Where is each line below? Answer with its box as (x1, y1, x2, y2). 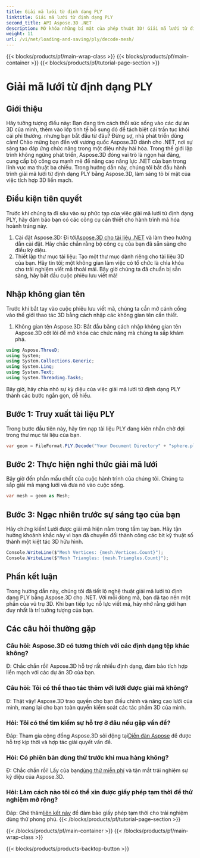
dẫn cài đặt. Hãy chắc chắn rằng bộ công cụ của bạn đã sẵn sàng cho (14, 240, 187, 247)
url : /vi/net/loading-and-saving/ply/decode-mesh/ (6, 36, 135, 42)
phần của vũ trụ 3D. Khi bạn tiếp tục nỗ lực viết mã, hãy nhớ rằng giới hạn (6, 600, 186, 607)
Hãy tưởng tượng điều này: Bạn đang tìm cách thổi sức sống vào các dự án (6, 120, 189, 126)
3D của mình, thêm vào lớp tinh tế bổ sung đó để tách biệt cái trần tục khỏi (6, 126, 189, 133)
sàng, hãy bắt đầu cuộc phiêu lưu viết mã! (14, 272, 118, 279)
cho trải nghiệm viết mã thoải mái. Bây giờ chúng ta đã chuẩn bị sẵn (14, 265, 182, 272)
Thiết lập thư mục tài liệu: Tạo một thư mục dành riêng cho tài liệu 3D (14, 253, 185, 260)
